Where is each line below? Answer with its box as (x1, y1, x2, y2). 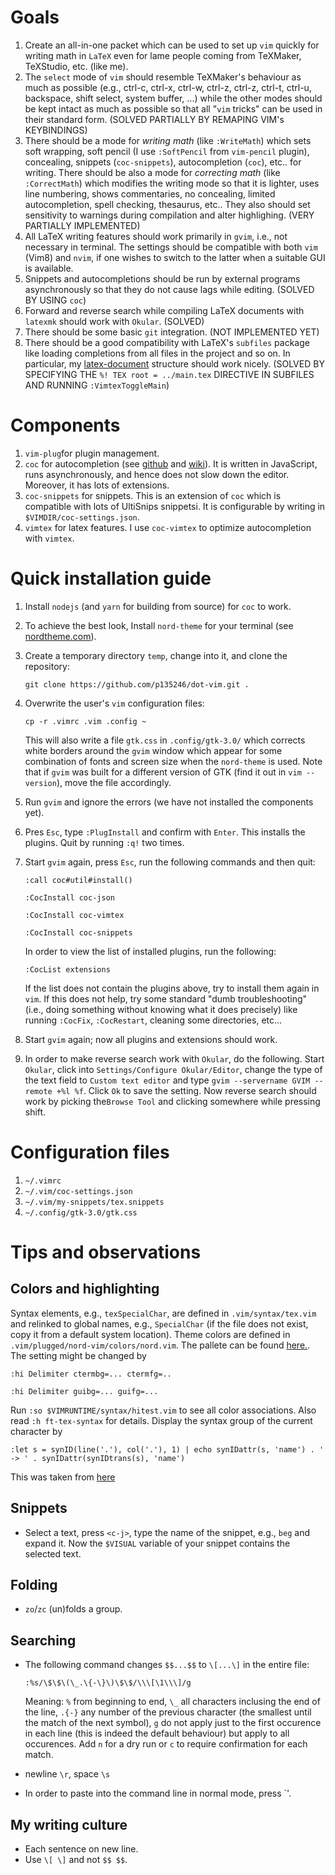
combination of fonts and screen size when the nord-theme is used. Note (24, 755, 323, 767)
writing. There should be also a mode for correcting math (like (24, 166, 281, 178)
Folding (10, 1576, 58, 1593)
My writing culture (10, 1816, 128, 1833)
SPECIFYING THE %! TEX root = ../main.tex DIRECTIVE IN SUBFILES (24, 368, 315, 380)
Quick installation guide (10, 567, 212, 590)
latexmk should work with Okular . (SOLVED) (24, 315, 205, 327)
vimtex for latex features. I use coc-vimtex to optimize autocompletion (24, 521, 312, 533)
